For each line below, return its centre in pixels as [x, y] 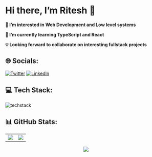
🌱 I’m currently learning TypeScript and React [55, 34]
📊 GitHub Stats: [31, 122]
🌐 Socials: [22, 61]
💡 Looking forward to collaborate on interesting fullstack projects [76, 44]
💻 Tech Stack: [29, 90]
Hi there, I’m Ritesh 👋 [50, 11]
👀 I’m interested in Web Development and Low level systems [71, 25]
